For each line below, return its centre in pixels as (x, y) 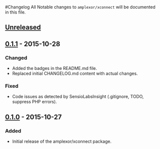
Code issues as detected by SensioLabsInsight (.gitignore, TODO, (78, 97)
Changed (16, 58)
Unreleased (23, 27)
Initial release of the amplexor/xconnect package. (62, 141)
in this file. (15, 12)
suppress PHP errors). (34, 102)
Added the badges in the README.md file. (55, 68)
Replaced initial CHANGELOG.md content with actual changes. (75, 74)
